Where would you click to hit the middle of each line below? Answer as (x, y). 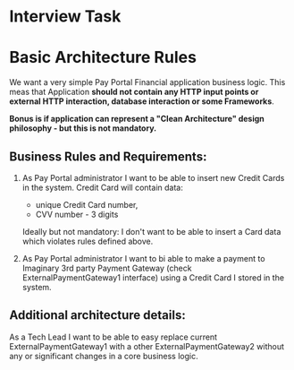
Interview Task (65, 17)
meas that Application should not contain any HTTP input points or (134, 92)
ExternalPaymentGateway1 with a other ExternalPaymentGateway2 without (147, 346)
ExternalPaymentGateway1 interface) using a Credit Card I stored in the (153, 277)
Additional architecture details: (97, 315)
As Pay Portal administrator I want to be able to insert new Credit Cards (153, 177)
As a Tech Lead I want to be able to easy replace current (113, 337)
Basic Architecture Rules (103, 58)
